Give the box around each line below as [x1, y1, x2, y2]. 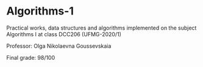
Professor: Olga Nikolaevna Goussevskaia [6, 42, 112, 49]
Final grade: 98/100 [6, 54, 55, 61]
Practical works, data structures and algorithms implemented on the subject [6, 24, 197, 31]
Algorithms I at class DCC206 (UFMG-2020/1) [6, 30, 122, 37]
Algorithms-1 [6, 4, 74, 18]
